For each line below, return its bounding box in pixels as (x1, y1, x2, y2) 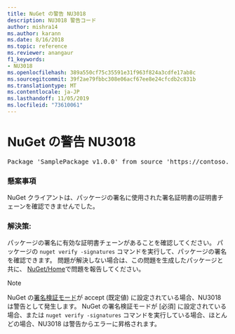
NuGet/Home (27, 265, 65, 274)
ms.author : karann (7, 29, 61, 37)
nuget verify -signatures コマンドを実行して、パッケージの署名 (39, 247, 227, 256)
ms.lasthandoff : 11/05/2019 (7, 95, 90, 102)
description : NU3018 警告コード (7, 17, 97, 24)
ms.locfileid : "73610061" (7, 102, 83, 109)
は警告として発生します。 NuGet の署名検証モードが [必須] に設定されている (7, 302, 227, 311)
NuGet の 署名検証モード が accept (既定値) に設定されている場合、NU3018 (7, 293, 222, 302)
